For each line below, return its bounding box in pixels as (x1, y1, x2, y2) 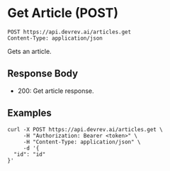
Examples (7, 107, 52, 119)
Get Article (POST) (7, 5, 119, 21)
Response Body (7, 67, 79, 79)
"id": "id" (13, 150, 46, 158)
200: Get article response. (17, 87, 94, 95)
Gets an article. (7, 47, 52, 55)
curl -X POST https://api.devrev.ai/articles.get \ (7, 126, 163, 133)
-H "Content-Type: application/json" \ (23, 138, 141, 145)
